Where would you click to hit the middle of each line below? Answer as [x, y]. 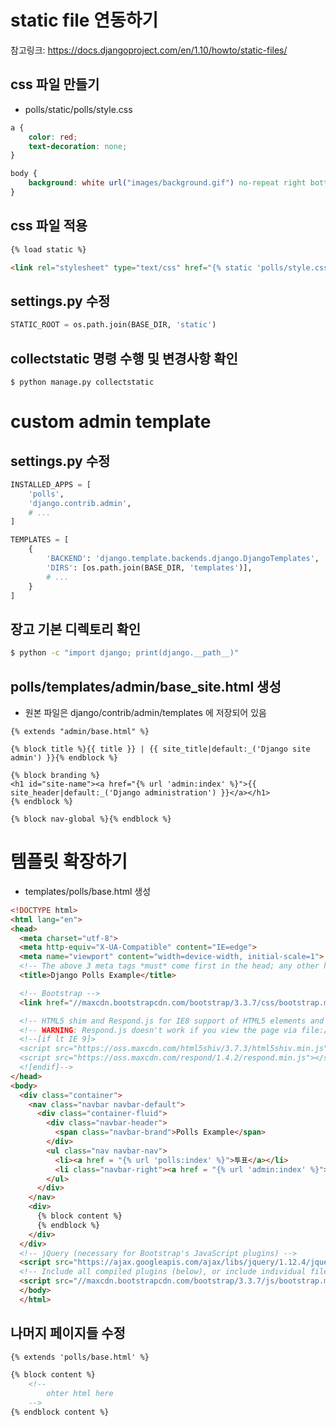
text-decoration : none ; [78, 146]
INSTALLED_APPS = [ [51, 484]
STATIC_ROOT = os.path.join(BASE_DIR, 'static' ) [113, 325]
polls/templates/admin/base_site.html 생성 [146, 686]
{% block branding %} [55, 775]
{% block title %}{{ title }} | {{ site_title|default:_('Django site [160, 749]
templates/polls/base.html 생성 [88, 891]
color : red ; [53, 137]
